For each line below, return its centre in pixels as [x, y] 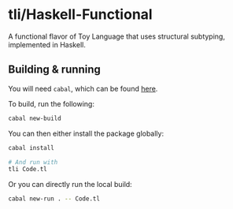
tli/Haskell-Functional [80, 15]
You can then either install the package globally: [86, 133]
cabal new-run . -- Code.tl [54, 199]
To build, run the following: [51, 103]
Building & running [54, 70]
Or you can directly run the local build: [70, 185]
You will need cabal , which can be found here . [83, 88]
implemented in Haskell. [47, 44]
